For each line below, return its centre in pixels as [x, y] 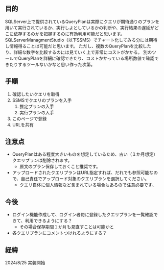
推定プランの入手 [37, 106]
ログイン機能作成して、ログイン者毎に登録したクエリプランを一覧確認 [83, 215]
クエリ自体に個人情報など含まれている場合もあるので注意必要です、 [88, 185]
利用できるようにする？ [49, 221]
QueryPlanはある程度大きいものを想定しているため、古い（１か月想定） [85, 154]
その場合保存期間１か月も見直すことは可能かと [67, 227]
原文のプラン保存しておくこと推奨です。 [60, 167]
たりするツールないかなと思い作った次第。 [52, 64]
